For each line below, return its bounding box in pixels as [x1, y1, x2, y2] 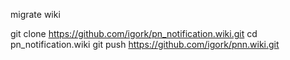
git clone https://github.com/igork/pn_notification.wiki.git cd [10, 28, 258, 39]
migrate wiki [10, 9, 61, 20]
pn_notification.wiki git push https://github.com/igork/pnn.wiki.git [10, 39, 280, 50]
